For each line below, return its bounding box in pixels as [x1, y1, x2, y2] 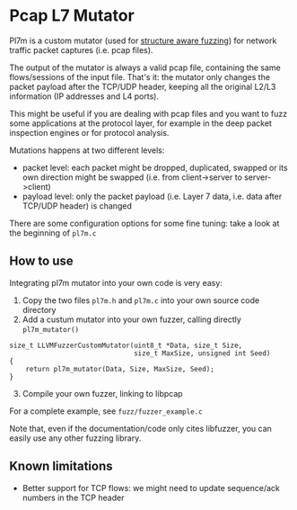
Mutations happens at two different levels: [9, 145, 165, 156]
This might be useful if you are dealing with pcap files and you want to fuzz [9, 108, 288, 119]
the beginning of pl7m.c [9, 227, 97, 238]
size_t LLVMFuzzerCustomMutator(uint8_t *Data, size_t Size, [9, 341, 243, 350]
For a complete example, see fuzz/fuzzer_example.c [9, 406, 204, 416]
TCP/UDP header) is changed [22, 200, 132, 211]
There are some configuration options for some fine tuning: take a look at [9, 218, 280, 228]
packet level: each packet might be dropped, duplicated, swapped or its [22, 162, 289, 173]
